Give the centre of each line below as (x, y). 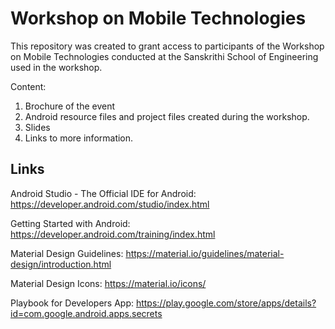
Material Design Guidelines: (67, 253)
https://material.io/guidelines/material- (205, 253)
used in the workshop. (56, 67)
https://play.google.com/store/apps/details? (226, 303)
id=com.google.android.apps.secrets (86, 313)
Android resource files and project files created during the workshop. (167, 116)
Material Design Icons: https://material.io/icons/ (108, 283)
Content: (28, 86)
